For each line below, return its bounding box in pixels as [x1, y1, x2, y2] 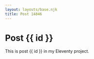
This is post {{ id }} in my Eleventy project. [5, 48, 90, 54]
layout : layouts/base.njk [5, 7, 57, 12]
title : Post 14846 [5, 12, 42, 16]
